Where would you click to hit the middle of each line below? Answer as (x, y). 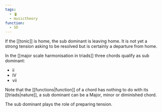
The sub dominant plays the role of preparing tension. (59, 104)
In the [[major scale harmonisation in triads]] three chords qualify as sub (77, 56)
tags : (10, 9)
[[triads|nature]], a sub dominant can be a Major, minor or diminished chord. (81, 95)
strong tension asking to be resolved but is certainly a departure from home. (81, 46)
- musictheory (24, 18)
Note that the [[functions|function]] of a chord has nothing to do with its (77, 90)
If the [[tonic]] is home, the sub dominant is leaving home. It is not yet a (76, 41)
